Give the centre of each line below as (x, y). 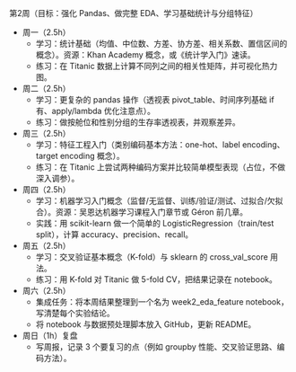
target (47, 156)
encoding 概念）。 (92, 156)
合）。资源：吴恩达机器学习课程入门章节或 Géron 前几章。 (142, 212)
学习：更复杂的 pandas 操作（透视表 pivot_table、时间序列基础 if (155, 100)
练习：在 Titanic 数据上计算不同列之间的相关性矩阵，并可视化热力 (157, 66)
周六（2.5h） (46, 291)
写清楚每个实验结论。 (75, 313)
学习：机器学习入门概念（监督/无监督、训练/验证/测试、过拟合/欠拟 (159, 201)
